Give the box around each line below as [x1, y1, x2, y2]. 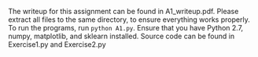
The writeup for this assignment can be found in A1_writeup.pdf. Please [8, 7, 239, 16]
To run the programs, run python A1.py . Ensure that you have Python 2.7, [8, 23, 244, 32]
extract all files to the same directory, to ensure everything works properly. [8, 15, 250, 24]
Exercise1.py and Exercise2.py [8, 40, 106, 49]
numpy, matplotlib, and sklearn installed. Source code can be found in [8, 31, 234, 41]
